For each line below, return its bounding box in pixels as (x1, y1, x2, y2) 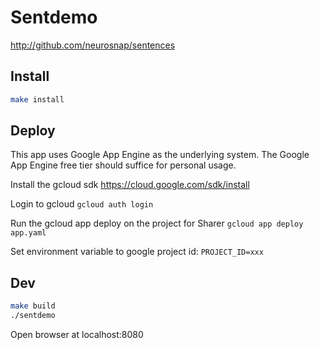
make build (10, 301, 56, 311)
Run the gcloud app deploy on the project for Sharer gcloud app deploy (10, 217, 304, 230)
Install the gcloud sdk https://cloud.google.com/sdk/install (10, 179, 250, 191)
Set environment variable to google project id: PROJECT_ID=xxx (10, 246, 264, 258)
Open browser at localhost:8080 (10, 329, 144, 340)
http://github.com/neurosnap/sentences (10, 39, 176, 51)
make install (10, 94, 65, 105)
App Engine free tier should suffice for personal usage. (10, 159, 237, 171)
